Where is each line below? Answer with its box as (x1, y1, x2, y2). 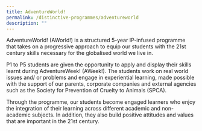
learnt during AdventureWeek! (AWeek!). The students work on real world (6, 68, 189, 75)
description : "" (6, 20, 47, 26)
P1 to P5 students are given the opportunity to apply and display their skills (6, 61, 192, 68)
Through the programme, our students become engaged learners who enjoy (6, 98, 196, 106)
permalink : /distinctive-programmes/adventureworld (6, 14, 139, 21)
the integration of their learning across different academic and (6, 105, 161, 112)
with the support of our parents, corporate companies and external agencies (6, 80, 197, 88)
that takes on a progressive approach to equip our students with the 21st (6, 43, 186, 50)
